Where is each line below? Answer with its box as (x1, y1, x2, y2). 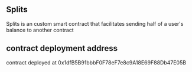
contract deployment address (6, 43, 118, 53)
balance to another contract (6, 26, 74, 33)
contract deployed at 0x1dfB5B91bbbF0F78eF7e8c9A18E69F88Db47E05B (6, 59, 187, 66)
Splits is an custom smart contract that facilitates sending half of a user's (6, 20, 184, 27)
